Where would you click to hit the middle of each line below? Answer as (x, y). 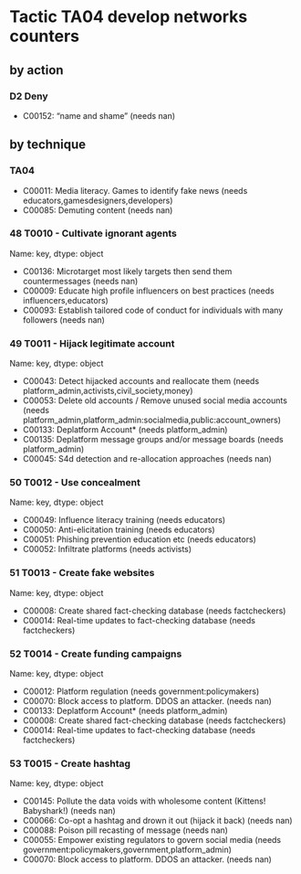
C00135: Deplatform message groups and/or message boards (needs (153, 440)
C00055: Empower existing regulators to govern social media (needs (152, 840)
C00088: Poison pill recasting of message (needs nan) (125, 830)
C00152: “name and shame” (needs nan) (99, 115)
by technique (48, 145)
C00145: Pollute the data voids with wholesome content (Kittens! (144, 801)
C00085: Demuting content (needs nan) (98, 210)
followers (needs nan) (63, 320)
